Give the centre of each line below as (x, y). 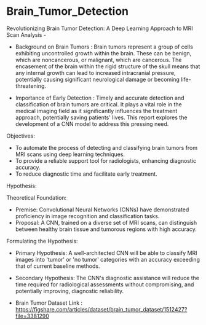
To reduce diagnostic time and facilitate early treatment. (86, 174)
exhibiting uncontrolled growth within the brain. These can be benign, (103, 53)
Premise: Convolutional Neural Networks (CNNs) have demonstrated (102, 209)
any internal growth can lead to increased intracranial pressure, (96, 72)
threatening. (31, 86)
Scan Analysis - (26, 34)
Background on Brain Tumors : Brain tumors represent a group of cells (104, 47)
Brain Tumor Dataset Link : (49, 303)
